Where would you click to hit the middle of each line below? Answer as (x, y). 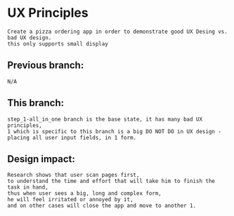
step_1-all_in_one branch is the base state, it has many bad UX (105, 119)
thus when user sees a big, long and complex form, (84, 194)
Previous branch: (46, 66)
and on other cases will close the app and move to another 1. (102, 206)
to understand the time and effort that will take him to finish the (111, 181)
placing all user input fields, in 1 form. (72, 137)
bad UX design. (30, 38)
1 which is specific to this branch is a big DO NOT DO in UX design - (114, 131)
